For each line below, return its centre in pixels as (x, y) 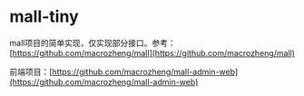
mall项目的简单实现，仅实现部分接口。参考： (93, 43)
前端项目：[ (31, 72)
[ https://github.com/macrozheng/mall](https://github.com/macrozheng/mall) (152, 53)
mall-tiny (44, 17)
